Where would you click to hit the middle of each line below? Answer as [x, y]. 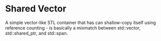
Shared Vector [36, 9]
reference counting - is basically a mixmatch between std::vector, [73, 27]
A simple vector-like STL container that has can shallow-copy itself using [81, 22]
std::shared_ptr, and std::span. [37, 33]
